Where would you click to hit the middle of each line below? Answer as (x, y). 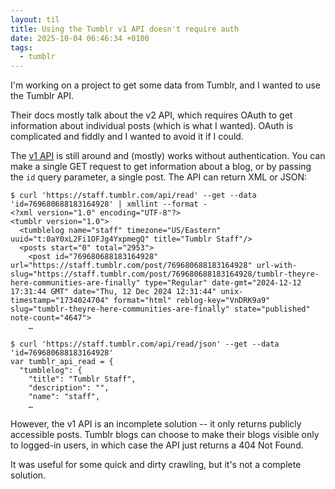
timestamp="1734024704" (60, 301)
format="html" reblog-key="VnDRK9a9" (192, 301)
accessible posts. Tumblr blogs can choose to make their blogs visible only (165, 435)
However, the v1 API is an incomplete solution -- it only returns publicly (156, 424)
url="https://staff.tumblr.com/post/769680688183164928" (131, 266)
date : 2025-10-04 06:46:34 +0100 (80, 38)
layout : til (35, 19)
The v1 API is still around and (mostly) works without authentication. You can (168, 156)
